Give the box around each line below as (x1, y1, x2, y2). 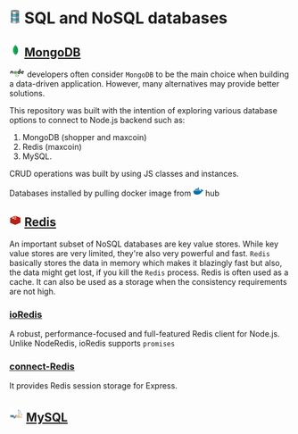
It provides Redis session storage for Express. (9, 380, 178, 391)
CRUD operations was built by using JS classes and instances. (9, 169, 239, 179)
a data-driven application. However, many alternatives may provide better (9, 79, 279, 88)
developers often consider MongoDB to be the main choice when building (26, 69, 290, 79)
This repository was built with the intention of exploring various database (9, 105, 278, 115)
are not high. (9, 286, 56, 296)
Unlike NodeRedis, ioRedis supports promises (9, 338, 176, 349)
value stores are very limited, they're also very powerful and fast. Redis (9, 247, 270, 258)
